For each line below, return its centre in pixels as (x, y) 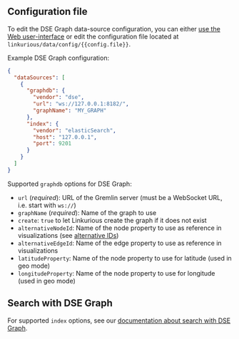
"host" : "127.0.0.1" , (65, 137)
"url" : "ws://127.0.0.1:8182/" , (81, 104)
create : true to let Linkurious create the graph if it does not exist (112, 220)
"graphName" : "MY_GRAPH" (70, 111)
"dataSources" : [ (40, 78)
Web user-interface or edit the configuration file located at (93, 36)
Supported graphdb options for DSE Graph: (70, 184)
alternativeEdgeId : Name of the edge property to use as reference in (120, 243)
